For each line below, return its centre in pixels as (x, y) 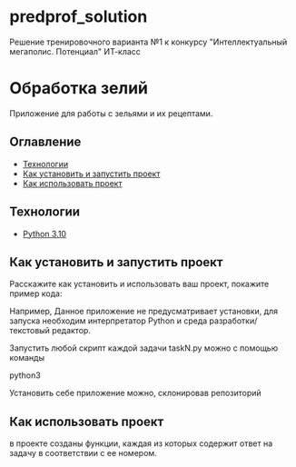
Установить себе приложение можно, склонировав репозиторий (135, 393)
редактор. (71, 331)
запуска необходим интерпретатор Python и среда (109, 321)
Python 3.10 (44, 233)
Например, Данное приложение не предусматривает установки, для (144, 312)
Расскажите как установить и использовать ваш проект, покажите (139, 284)
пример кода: (36, 293)
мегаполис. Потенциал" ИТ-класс (75, 51)
